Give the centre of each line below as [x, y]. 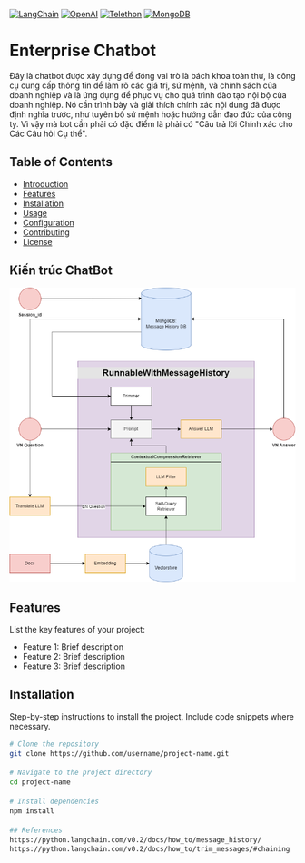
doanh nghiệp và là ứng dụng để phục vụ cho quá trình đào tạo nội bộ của [148, 94]
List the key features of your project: [77, 629]
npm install [32, 811]
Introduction [45, 184]
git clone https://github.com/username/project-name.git [119, 753]
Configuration [48, 222]
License [37, 241]
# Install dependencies [54, 801]
